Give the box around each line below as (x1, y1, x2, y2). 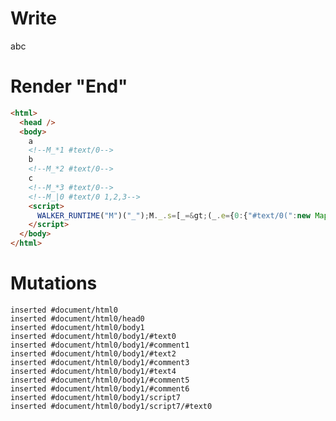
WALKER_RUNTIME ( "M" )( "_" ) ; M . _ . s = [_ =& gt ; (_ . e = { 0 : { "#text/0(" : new (36, 210, 311, 221)
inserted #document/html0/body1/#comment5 (10, 375, 190, 385)
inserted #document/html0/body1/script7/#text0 (10, 401, 213, 411)
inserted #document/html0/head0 (10, 313, 145, 324)
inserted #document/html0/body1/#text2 (10, 348, 177, 359)
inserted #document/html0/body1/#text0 (10, 331, 177, 341)
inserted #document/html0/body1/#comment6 (10, 383, 190, 394)
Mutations (10, 272, 98, 295)
